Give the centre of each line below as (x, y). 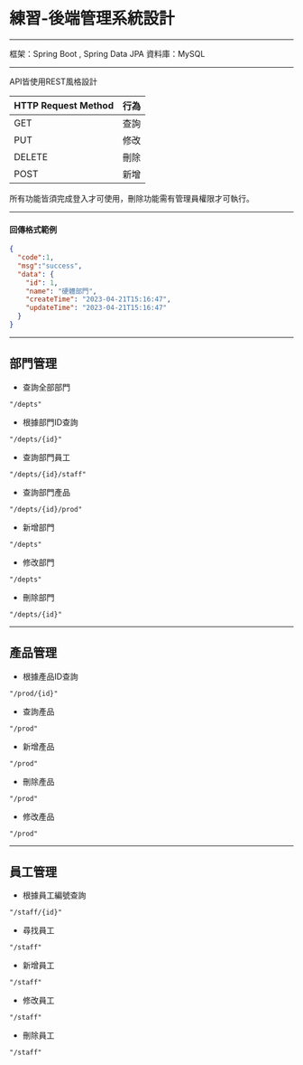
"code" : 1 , (36, 258)
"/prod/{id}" (34, 693)
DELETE (31, 156)
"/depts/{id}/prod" (46, 509)
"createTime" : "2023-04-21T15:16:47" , (98, 299)
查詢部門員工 (46, 457)
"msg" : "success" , (50, 266)
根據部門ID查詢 (50, 422)
